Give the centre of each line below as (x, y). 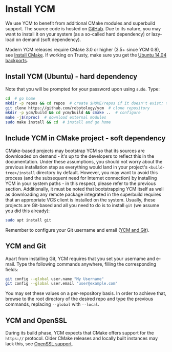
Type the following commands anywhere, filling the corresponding (86, 264)
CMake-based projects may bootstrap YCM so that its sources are (75, 151)
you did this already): (28, 211)
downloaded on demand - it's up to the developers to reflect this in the (80, 156)
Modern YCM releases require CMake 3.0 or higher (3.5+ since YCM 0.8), (83, 49)
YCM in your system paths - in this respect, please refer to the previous (81, 183)
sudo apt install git (28, 220)
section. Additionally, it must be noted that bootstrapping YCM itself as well (84, 189)
